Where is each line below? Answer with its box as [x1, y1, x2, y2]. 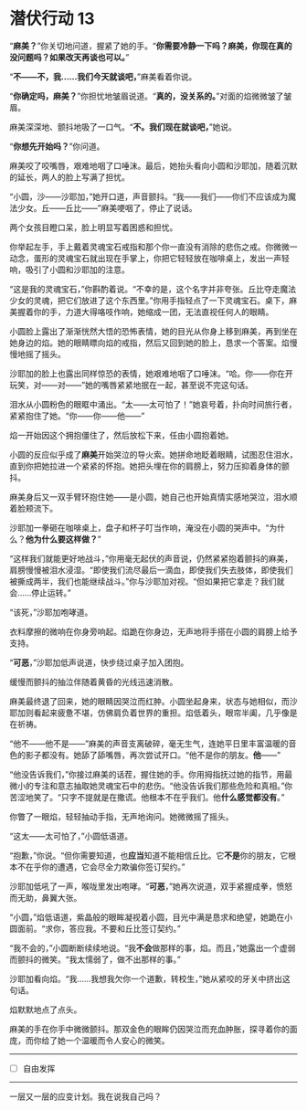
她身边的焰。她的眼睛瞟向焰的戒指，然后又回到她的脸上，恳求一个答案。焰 [9, 337, 290, 348]
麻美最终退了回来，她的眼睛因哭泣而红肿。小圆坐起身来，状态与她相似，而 [9, 695, 290, 706]
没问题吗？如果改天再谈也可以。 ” [9, 51, 130, 62]
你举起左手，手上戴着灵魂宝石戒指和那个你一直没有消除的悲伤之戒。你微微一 [9, 241, 298, 252]
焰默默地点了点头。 [9, 1004, 82, 1015]
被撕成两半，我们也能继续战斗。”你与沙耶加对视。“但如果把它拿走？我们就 [9, 576, 285, 587]
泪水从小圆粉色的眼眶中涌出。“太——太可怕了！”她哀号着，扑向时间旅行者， [9, 398, 297, 409]
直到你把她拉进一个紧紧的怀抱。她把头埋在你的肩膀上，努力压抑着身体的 [9, 460, 281, 471]
